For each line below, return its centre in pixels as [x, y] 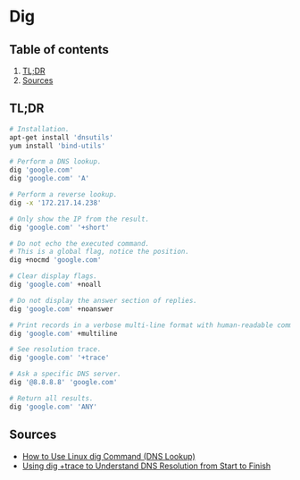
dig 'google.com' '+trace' [59, 358]
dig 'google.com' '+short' [59, 227]
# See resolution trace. [55, 349]
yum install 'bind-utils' [57, 146]
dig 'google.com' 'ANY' [54, 407]
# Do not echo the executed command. [79, 243]
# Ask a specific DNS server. [66, 374]
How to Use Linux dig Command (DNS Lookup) [108, 456]
